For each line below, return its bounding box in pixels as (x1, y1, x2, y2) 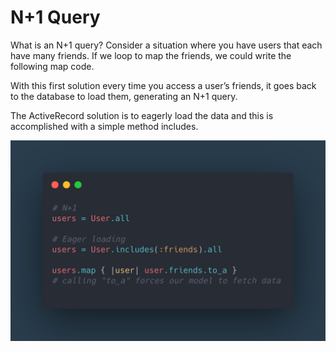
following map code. (10, 60, 95, 72)
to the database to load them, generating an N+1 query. (10, 90, 238, 102)
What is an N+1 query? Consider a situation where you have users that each (10, 39, 323, 51)
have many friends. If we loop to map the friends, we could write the (10, 49, 292, 61)
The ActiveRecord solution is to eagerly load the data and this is (10, 109, 274, 121)
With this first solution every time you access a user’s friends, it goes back (10, 79, 317, 91)
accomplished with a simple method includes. (10, 120, 199, 132)
